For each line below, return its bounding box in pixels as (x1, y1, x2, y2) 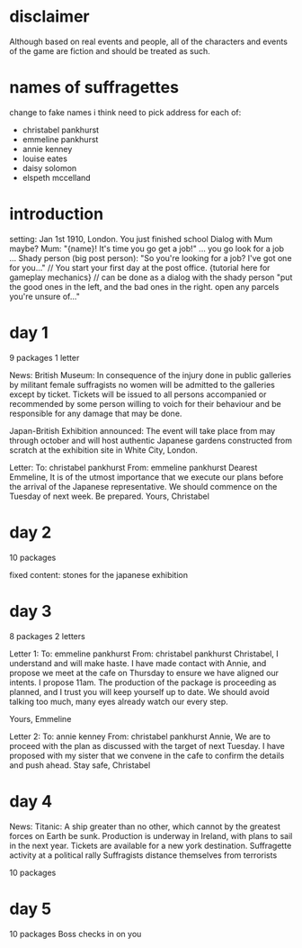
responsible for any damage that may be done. (9, 408, 182, 419)
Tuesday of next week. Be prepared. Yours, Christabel (9, 491, 209, 501)
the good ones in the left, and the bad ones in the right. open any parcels (9, 281, 280, 292)
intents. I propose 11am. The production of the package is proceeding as (9, 677, 277, 688)
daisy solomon (22, 162, 77, 173)
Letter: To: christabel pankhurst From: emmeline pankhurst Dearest (9, 462, 258, 473)
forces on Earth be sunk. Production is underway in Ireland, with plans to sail (9, 830, 293, 841)
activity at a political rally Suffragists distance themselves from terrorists (9, 849, 278, 861)
